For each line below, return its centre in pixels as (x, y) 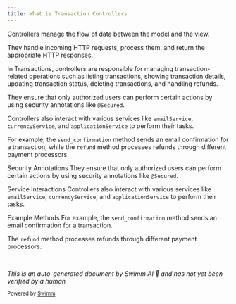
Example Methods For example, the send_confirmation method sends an (112, 217)
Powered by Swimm (31, 294)
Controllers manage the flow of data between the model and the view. (108, 34)
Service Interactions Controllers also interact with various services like (110, 189)
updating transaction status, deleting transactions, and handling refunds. (113, 83)
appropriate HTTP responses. (50, 55)
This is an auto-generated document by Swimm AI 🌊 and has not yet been (115, 273)
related (18, 76)
